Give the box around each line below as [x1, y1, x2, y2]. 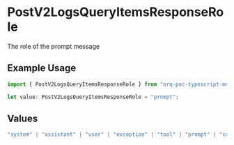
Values [7, 112, 38, 124]
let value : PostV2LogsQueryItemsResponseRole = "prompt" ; [7, 93, 179, 100]
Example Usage [7, 62, 77, 74]
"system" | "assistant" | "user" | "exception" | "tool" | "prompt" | [7, 131, 217, 138]
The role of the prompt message [7, 42, 100, 50]
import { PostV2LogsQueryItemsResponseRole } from [7, 81, 157, 88]
